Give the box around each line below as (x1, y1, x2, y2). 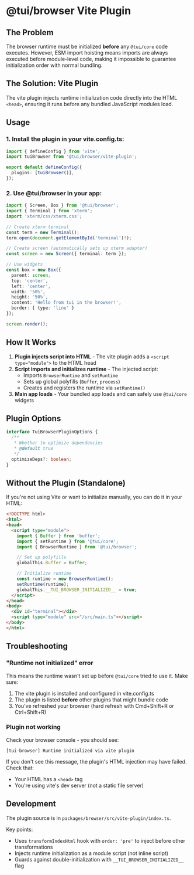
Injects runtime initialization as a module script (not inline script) (14, 849, 168, 857)
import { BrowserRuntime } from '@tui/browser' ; (16, 544, 137, 550)
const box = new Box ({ (6, 267, 61, 273)
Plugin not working (6, 723, 61, 731)
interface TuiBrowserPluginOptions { (6, 429, 98, 435)
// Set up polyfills (16, 554, 67, 561)
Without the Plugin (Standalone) (6, 478, 126, 488)
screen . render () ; (6, 321, 49, 327)
